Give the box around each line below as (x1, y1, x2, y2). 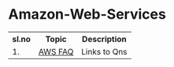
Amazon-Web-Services (8, 5, 167, 23)
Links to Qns (81, 46, 128, 57)
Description (81, 33, 128, 44)
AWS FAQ (38, 46, 74, 57)
